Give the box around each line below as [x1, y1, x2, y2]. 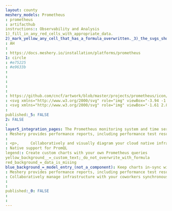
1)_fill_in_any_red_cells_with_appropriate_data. [5, 31, 114, 36]
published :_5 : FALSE [5, 112, 50, 118]
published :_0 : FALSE [5, 188, 50, 194]
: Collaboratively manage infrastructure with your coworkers [5, 174, 141, 179]
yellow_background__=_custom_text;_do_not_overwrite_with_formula [5, 155, 150, 160]
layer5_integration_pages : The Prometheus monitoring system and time [5, 126, 159, 132]
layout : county [5, 7, 38, 13]
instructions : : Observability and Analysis [5, 27, 100, 32]
